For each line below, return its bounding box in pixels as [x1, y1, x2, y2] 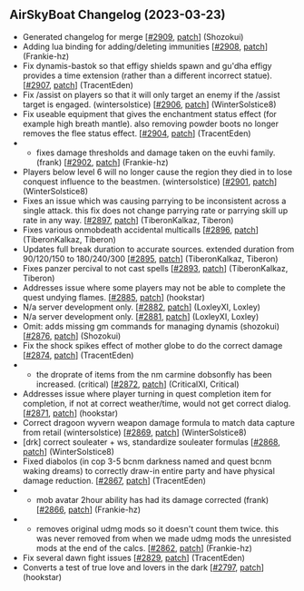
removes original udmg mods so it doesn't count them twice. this [35, 523, 279, 534]
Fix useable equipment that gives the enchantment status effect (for [22, 108, 277, 119]
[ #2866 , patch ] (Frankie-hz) [35, 504, 142, 515]
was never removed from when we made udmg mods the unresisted [35, 533, 292, 544]
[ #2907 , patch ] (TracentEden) [22, 79, 134, 90]
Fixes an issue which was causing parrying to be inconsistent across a [22, 195, 287, 206]
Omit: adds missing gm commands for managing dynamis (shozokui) [22, 320, 279, 331]
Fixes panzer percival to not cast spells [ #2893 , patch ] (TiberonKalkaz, [22, 262, 289, 273]
